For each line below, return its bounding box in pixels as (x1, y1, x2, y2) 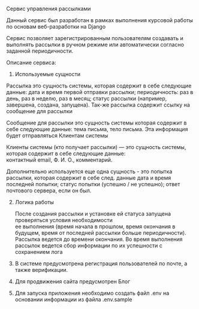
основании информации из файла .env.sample (14, 296, 132, 303)
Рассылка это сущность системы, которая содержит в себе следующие (6, 82, 192, 89)
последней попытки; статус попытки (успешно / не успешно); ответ (6, 181, 180, 187)
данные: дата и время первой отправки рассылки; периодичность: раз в (6, 89, 194, 95)
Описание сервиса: (6, 59, 56, 66)
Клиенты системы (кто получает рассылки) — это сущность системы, (6, 144, 186, 150)
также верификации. (14, 266, 68, 273)
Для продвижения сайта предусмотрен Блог (14, 278, 131, 285)
